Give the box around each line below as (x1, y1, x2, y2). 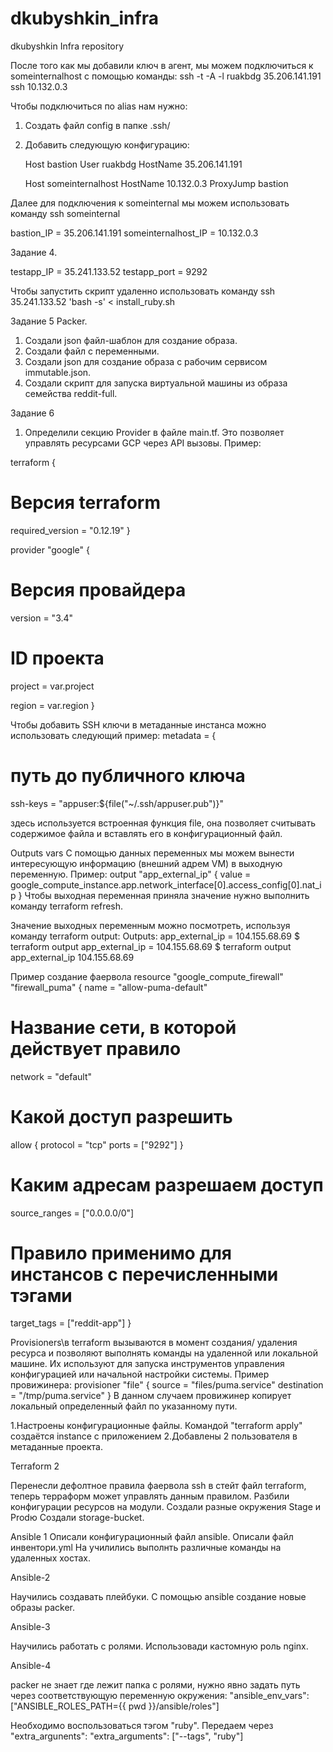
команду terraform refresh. (10, 900, 124, 912)
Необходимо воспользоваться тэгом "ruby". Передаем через (10, 1720, 274, 1732)
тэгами (10, 1284, 73, 1307)
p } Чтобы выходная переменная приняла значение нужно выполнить (10, 889, 310, 901)
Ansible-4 (10, 1660, 52, 1672)
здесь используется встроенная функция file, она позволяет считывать (10, 817, 316, 829)
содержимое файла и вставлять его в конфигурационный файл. (10, 827, 283, 839)
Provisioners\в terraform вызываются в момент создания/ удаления (10, 1337, 298, 1349)
